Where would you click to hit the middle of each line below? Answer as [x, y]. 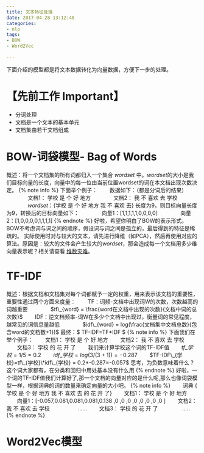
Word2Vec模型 [44, 442]
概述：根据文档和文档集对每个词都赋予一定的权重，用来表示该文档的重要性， [102, 294]
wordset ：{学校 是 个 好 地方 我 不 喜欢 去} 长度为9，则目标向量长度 [113, 205]
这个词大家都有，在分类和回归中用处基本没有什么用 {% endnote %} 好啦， [99, 370]
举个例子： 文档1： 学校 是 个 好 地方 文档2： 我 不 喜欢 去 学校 [95, 339]
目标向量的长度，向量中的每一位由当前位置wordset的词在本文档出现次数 [102, 182]
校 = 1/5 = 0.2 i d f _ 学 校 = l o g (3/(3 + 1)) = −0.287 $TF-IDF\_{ [92, 355]
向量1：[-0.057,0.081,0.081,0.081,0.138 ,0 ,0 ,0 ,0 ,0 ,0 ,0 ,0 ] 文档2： [107, 400]
